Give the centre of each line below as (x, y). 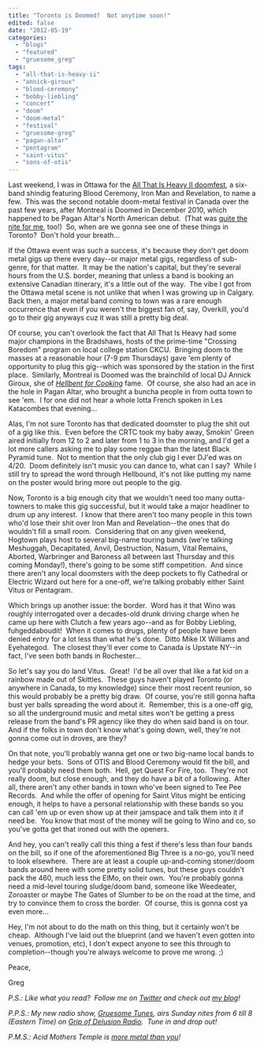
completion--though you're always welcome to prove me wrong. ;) (116, 952)
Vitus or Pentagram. (41, 590)
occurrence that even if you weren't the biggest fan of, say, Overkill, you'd (128, 310)
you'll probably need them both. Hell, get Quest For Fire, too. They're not (128, 770)
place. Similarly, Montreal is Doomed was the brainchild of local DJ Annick (130, 375)
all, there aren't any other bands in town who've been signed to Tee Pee (125, 788)
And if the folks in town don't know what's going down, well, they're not (125, 730)
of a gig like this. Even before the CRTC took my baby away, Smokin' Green (131, 432)
